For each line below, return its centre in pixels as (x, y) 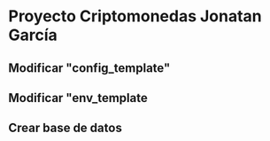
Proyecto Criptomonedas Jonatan (135, 16)
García (33, 35)
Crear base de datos (66, 128)
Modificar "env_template (78, 98)
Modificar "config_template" (89, 68)
